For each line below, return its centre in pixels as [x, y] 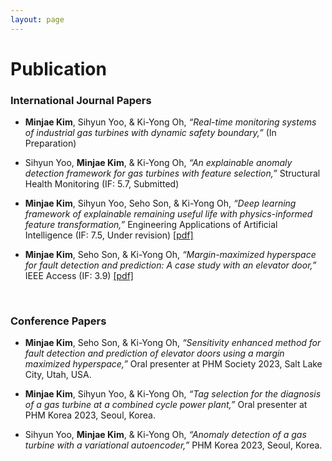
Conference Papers [58, 321]
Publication [58, 68]
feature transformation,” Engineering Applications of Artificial [151, 225]
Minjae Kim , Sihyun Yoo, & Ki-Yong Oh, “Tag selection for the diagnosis [173, 394]
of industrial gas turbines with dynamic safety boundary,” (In [150, 133]
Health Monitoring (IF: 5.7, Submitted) [102, 184]
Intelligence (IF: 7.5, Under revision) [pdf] [109, 235]
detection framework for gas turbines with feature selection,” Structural [172, 173]
